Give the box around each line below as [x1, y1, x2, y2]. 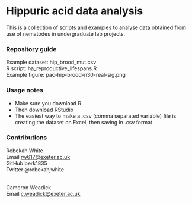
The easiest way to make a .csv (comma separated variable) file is [14, 112, 177, 120]
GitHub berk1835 [6, 160, 47, 167]
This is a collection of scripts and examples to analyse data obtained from [6, 24, 187, 31]
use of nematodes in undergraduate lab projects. [6, 30, 126, 37]
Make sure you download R [14, 99, 82, 107]
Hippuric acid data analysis [6, 4, 143, 18]
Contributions [6, 133, 47, 142]
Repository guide [6, 45, 57, 53]
